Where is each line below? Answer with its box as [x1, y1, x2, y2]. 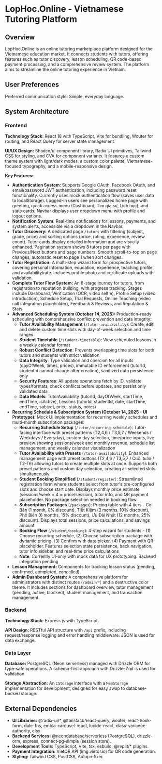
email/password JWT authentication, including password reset [12, 187, 137, 193]
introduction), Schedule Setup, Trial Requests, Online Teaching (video [12, 295, 151, 301]
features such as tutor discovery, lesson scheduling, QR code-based [5, 56, 142, 62]
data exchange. [5, 637, 36, 643]
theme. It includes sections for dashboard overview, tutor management [12, 584, 153, 590]
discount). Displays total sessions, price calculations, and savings [19, 517, 150, 523]
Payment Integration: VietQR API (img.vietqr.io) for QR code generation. [12, 748, 156, 754]
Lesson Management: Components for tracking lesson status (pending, [12, 564, 156, 569]
